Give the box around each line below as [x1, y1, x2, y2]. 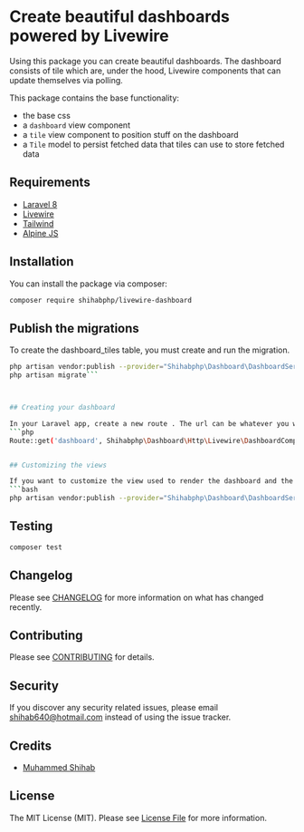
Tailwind [22, 218, 54, 228]
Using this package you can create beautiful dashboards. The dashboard [9, 55, 282, 66]
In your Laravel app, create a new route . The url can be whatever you [9, 419, 290, 428]
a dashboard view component [22, 120, 131, 131]
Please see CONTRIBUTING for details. [9, 652, 156, 663]
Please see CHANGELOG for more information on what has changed [9, 592, 264, 603]
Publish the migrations [9, 320, 140, 336]
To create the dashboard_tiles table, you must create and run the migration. [9, 344, 290, 355]
